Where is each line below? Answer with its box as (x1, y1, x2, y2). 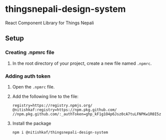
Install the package (12, 120, 52, 126)
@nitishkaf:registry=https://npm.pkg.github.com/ (12, 107, 117, 112)
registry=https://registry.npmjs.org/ (12, 103, 93, 108)
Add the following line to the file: (12, 93, 79, 99)
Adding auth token (5, 73, 51, 80)
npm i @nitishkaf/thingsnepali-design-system (12, 130, 108, 135)
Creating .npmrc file (5, 49, 55, 56)
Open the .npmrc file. (12, 84, 55, 90)
